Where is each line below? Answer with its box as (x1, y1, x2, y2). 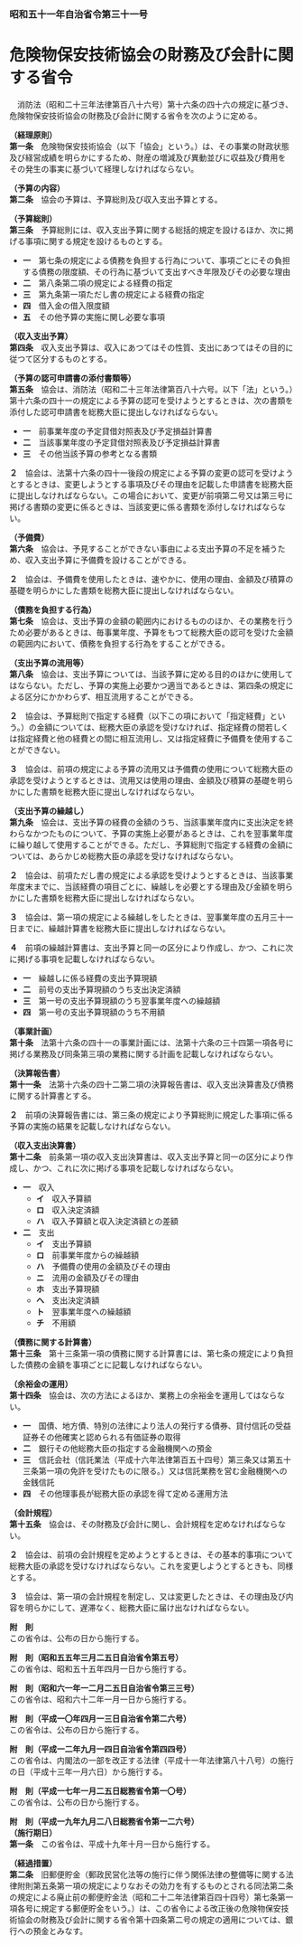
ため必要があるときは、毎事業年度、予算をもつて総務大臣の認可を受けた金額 (9, 627, 294, 637)
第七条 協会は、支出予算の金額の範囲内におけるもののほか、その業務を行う (9, 615, 294, 626)
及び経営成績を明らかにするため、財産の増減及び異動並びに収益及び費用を (9, 152, 287, 163)
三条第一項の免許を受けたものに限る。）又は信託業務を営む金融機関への (22, 1465, 288, 1476)
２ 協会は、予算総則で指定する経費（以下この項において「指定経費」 (9, 710, 271, 721)
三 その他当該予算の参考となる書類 (22, 448, 158, 458)
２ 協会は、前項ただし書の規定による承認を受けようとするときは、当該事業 (9, 870, 294, 881)
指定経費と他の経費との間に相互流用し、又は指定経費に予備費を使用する (16, 732, 286, 743)
